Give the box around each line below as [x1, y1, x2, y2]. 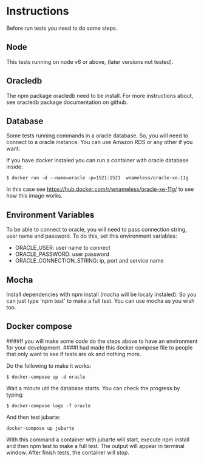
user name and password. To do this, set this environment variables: [6, 232, 177, 240]
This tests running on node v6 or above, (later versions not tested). [6, 58, 174, 65]
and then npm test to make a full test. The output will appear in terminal [6, 442, 185, 449]
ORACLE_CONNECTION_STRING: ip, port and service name [15, 257, 164, 264]
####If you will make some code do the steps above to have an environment [6, 337, 198, 345]
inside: [6, 163, 23, 171]
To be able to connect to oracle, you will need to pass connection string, [6, 226, 187, 233]
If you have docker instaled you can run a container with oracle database [6, 157, 189, 164]
